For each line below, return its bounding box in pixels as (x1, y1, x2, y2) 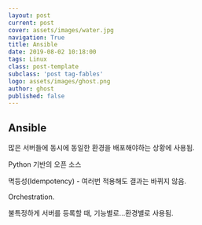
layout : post (8, 11, 51, 20)
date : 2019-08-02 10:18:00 (8, 48, 97, 56)
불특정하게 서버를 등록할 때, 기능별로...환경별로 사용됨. (8, 208, 174, 218)
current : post (8, 19, 55, 27)
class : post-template (8, 63, 79, 71)
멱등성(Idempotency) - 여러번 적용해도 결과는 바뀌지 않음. (8, 176, 187, 186)
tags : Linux (8, 56, 47, 64)
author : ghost (8, 84, 55, 93)
